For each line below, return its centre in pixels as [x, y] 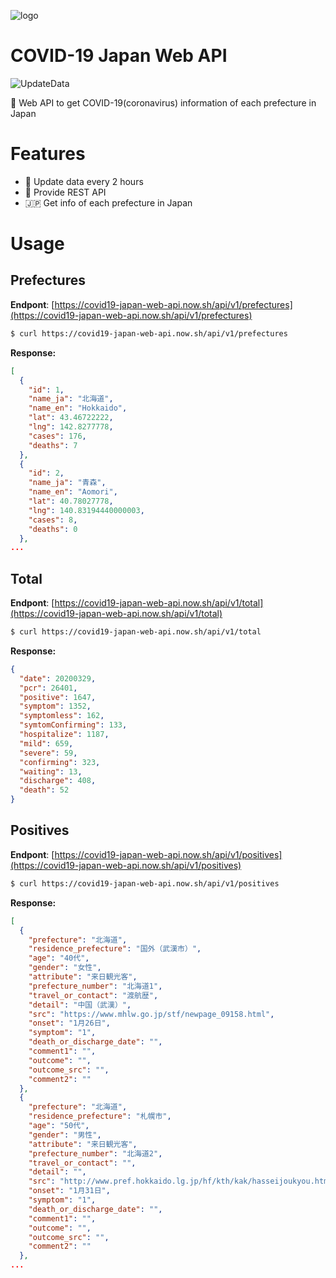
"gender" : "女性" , [65, 968]
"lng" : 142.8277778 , [71, 427]
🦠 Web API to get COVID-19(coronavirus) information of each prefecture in [163, 102]
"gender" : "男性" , [65, 1135]
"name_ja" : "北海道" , [71, 399]
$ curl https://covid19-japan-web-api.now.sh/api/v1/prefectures [149, 333]
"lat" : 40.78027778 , [71, 501]
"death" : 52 [44, 790]
